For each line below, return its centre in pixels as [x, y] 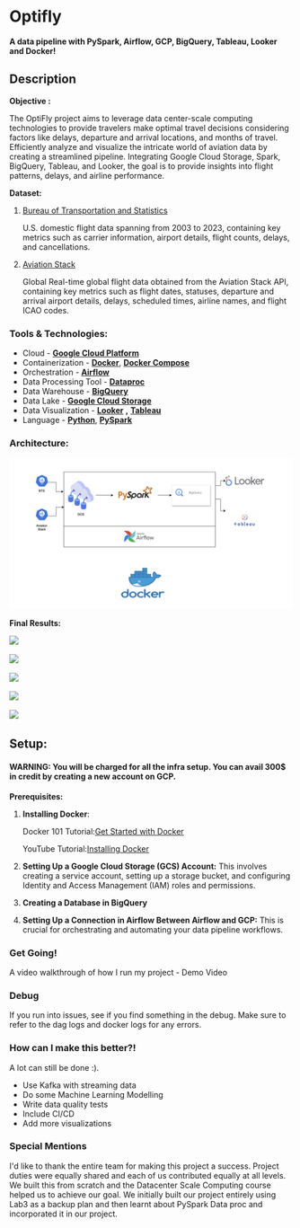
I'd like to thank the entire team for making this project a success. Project [145, 1166]
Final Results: [35, 623]
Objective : [30, 101]
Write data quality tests [65, 1104]
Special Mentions [48, 1146]
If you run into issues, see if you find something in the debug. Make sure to [148, 1015]
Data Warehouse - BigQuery [75, 392]
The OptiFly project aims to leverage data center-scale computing [131, 118]
